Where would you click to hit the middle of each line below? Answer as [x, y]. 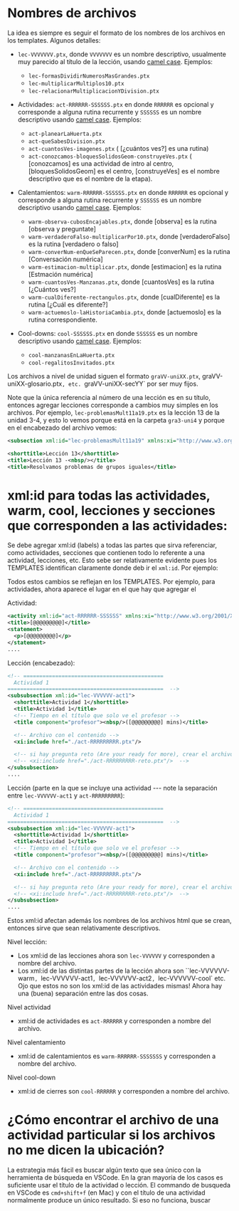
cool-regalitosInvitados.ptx [71, 363]
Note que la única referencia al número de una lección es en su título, [109, 397]
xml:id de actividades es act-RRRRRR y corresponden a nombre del [114, 1021]
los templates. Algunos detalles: [54, 40]
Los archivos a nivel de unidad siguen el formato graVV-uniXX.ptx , [104, 376]
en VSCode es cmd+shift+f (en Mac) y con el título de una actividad [106, 1193]
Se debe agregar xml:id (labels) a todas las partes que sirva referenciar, [112, 545]
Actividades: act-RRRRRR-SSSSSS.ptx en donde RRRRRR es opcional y [116, 104]
